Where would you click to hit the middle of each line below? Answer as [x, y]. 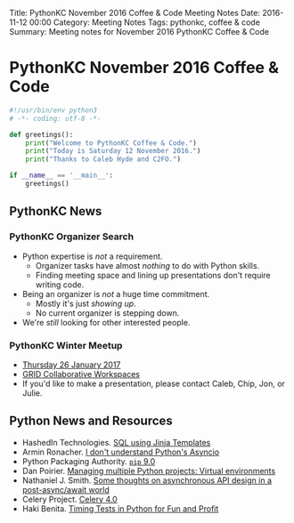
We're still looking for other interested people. [106, 322]
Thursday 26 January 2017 [71, 365]
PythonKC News [56, 211]
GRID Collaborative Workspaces [81, 374]
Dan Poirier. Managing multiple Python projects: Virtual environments [149, 471]
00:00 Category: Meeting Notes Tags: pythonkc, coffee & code [145, 22]
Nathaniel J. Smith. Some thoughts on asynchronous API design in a [147, 480]
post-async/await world [65, 489]
